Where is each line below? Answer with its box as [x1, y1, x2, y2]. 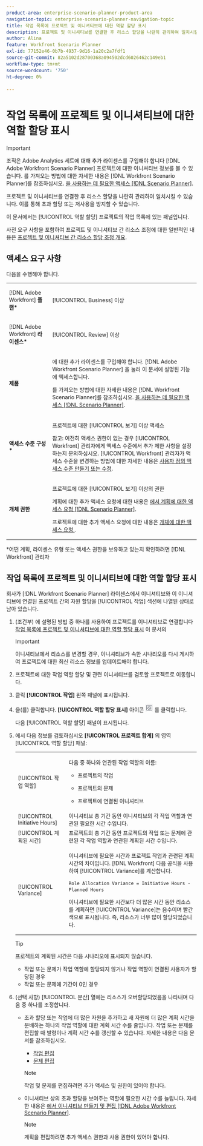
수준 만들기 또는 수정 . [63, 465, 114, 472]
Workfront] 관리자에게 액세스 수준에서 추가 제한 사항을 [52, 442, 181, 449]
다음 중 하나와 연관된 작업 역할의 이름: [68, 758, 157, 766]
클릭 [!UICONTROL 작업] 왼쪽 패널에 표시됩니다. [14, 692, 130, 699]
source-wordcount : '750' [6, 67, 69, 73]
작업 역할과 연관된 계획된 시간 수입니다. [86, 837, 178, 844]
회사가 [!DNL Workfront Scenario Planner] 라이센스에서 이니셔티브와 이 [6, 590, 177, 598]
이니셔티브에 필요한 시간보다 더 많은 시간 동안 [68, 898, 175, 905]
